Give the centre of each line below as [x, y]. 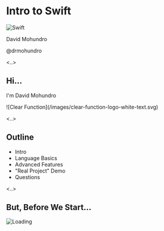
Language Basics [36, 158]
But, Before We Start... [49, 207]
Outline [20, 138]
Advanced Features [39, 164]
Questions [27, 177]
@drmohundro [24, 50]
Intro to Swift [39, 11]
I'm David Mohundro [31, 95]
